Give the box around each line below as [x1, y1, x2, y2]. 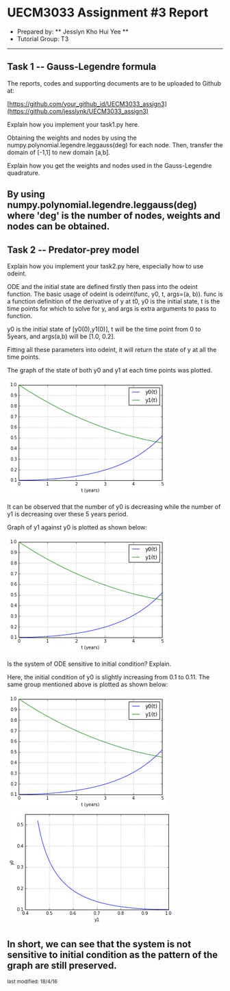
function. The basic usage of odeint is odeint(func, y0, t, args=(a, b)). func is [7, 290, 223, 298]
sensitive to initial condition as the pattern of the [7, 949, 218, 961]
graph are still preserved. [7, 960, 118, 972]
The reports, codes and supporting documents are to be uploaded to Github [7, 79, 221, 87]
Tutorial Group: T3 [16, 34, 69, 42]
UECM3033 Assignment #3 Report [7, 5, 209, 21]
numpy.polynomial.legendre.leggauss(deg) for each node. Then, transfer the [7, 140, 224, 149]
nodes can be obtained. [7, 221, 110, 232]
